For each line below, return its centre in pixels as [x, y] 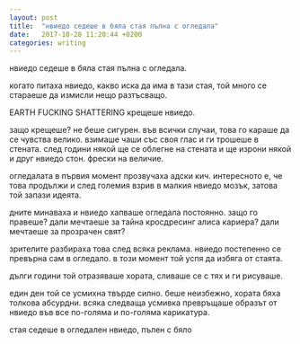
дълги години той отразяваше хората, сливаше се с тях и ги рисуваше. [146, 276]
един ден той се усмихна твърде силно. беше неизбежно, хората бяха [145, 294]
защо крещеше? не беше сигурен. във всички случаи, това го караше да [150, 130]
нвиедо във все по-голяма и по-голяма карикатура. [110, 313]
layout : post [34, 18]
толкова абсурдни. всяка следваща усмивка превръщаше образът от [143, 303]
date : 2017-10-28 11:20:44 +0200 [76, 34]
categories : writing [48, 43]
